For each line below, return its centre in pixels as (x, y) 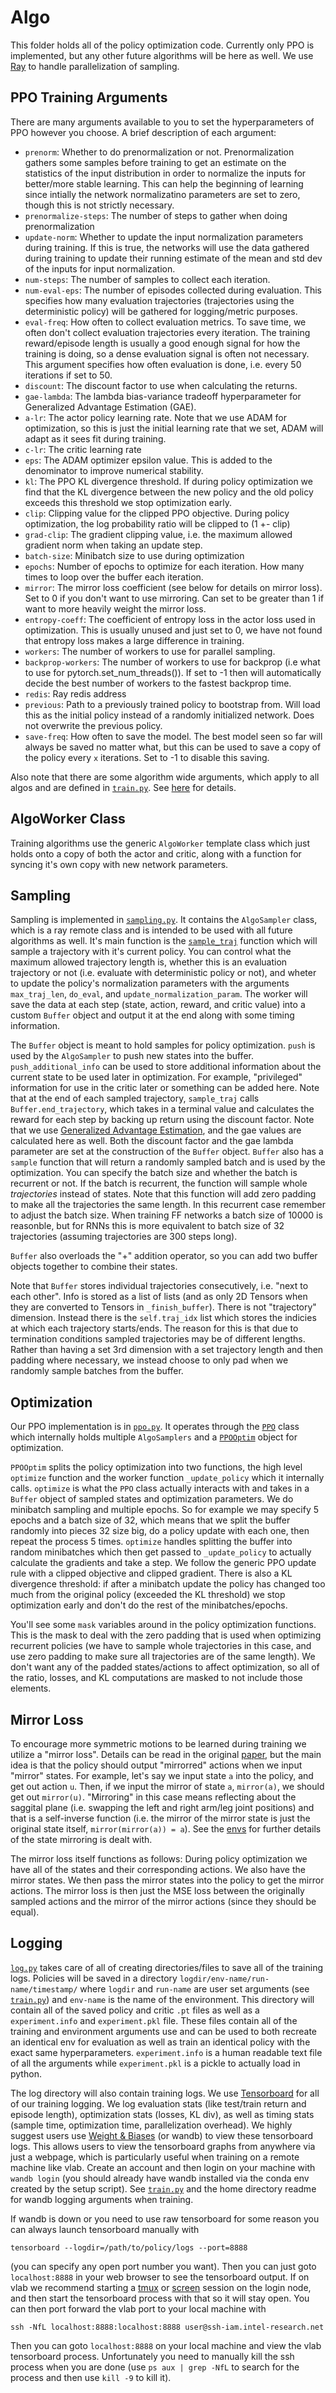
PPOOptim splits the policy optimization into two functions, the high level (156, 1467)
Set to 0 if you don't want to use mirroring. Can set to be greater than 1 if (174, 598)
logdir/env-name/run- (224, 1979)
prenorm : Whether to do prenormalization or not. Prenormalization (159, 152)
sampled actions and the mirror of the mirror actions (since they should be (163, 1901)
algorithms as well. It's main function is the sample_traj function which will (164, 941)
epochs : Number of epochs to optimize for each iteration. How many (164, 566)
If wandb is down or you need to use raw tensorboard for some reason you (165, 2218)
